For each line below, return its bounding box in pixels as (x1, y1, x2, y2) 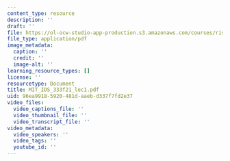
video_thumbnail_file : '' (13, 112, 88, 119)
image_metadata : (7, 42, 53, 49)
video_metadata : (7, 125, 53, 132)
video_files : (7, 99, 44, 106)
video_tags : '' (13, 138, 57, 145)
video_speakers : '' (13, 131, 69, 138)
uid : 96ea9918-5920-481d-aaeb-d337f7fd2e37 (7, 93, 133, 100)
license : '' (7, 73, 41, 81)
